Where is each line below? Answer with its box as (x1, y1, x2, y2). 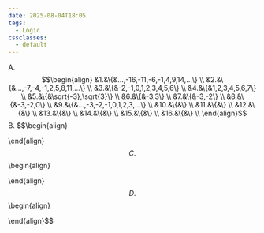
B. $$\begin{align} (8, 121, 69, 130)
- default (15, 41, 47, 49)
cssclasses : (8, 33, 47, 42)
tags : (8, 19, 26, 27)
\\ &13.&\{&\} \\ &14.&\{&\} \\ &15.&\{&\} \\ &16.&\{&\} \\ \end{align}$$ (32, 108, 247, 118)
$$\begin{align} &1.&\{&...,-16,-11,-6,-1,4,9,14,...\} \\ (41, 75, 205, 85)
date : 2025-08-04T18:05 (8, 11, 87, 20)
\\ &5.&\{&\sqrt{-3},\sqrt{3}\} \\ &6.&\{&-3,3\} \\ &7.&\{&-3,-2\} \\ (20, 92, 225, 101)
